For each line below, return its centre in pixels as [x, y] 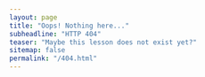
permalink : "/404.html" [53, 58]
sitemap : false [37, 50]
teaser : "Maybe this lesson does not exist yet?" [103, 42]
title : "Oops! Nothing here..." [69, 26]
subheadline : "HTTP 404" [55, 34]
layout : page [33, 17]
